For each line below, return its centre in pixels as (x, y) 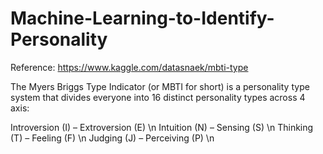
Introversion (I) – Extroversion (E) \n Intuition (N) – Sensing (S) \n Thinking (162, 127)
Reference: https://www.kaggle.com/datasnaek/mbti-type (129, 67)
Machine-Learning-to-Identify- (142, 18)
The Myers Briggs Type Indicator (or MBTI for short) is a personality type (160, 86)
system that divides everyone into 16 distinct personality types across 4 (158, 97)
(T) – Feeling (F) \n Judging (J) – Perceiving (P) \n (112, 138)
